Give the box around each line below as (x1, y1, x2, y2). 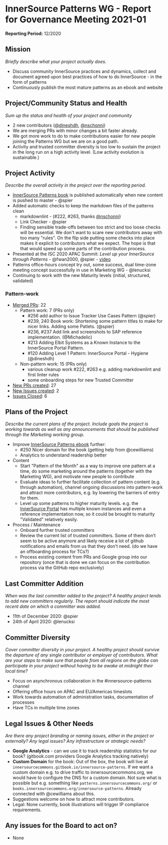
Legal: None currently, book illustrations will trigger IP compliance (12, 801, 149, 807)
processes (12, 699, 35, 705)
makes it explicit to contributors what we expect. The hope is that (20, 240, 156, 246)
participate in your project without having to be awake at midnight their (5, 663, 153, 669)
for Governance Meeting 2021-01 (5, 14, 147, 25)
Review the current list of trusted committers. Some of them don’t (20, 533, 156, 539)
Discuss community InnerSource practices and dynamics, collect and (12, 68, 156, 74)
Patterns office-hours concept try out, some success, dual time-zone (12, 262, 156, 268)
